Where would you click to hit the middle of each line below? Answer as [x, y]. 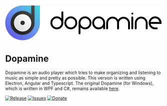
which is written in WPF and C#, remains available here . [62, 88]
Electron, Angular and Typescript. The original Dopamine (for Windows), [79, 83]
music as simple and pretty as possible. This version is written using [75, 77]
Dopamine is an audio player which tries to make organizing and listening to [83, 72]
